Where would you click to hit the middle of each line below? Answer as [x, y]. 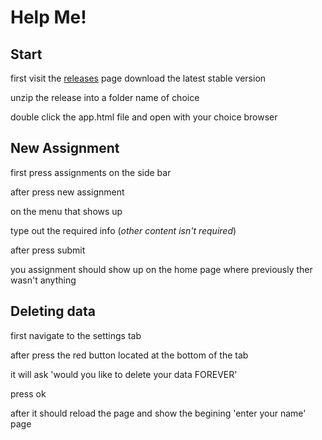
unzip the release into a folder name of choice [105, 97]
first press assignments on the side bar [91, 172]
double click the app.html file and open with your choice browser [144, 117]
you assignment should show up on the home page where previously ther [161, 269]
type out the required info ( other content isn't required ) [123, 230]
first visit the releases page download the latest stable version [138, 78]
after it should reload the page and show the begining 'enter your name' [158, 413]
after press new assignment [67, 192]
